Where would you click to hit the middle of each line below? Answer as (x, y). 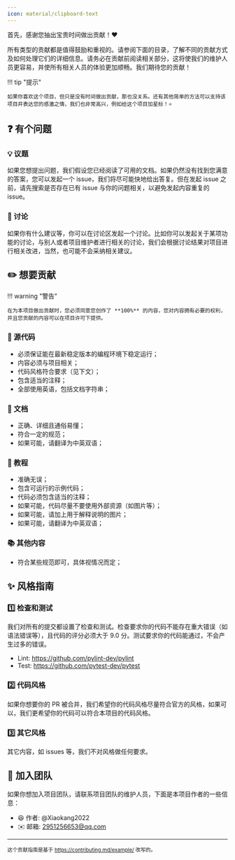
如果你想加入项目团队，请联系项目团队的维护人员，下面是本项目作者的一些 (114, 794)
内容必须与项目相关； (48, 363)
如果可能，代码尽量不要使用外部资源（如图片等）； (90, 506)
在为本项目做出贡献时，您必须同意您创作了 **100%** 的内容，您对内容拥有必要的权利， (116, 311)
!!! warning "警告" (33, 296)
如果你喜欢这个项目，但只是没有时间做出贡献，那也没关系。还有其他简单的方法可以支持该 (116, 96)
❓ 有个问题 (30, 129)
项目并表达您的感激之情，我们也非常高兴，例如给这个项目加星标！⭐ (90, 104)
